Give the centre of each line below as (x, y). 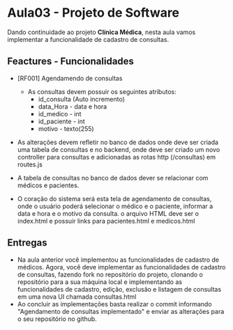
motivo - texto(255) (66, 128)
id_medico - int (60, 113)
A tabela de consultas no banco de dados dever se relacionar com (113, 178)
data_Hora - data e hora (73, 107)
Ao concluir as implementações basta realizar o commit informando (114, 304)
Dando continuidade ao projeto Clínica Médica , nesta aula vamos (102, 32)
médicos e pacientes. (48, 185)
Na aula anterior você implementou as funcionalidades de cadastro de (118, 260)
